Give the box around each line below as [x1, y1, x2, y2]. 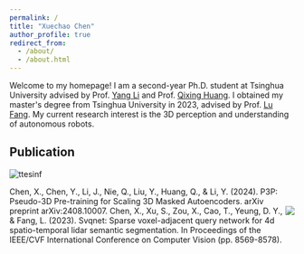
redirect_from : [9, 38, 67, 48]
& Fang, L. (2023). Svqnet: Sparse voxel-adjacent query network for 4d [9, 214, 275, 226]
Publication [9, 145, 75, 160]
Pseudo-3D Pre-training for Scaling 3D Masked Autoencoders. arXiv [9, 195, 264, 206]
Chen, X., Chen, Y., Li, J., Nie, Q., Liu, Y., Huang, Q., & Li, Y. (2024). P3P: [9, 186, 279, 197]
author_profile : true [9, 30, 91, 39]
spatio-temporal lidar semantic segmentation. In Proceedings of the [9, 224, 261, 235]
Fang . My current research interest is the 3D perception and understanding [9, 109, 290, 119]
